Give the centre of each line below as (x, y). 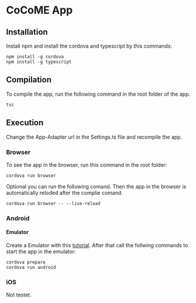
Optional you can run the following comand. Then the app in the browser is (96, 186)
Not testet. (19, 295)
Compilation (29, 80)
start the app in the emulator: (41, 252)
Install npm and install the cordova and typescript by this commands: (89, 46)
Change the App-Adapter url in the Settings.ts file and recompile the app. (94, 137)
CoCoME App (39, 10)
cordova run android (31, 268)
